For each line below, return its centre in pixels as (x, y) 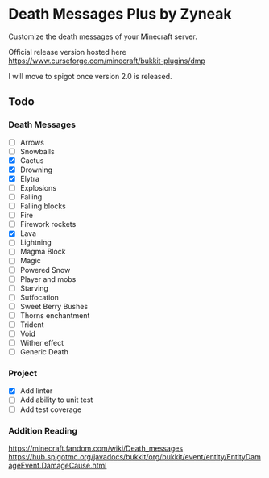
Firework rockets (48, 224)
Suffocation (39, 297)
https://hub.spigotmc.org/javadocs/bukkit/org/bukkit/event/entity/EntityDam (135, 456)
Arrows (32, 142)
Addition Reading (43, 430)
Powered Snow (45, 270)
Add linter (36, 391)
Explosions (38, 187)
